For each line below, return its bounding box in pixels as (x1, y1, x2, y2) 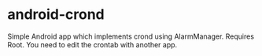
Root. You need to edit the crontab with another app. (7, 39, 178, 49)
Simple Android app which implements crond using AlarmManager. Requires (7, 32, 255, 41)
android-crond (7, 6, 105, 24)
